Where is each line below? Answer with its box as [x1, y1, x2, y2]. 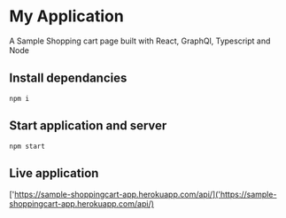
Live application [9, 166, 99, 181]
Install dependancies [9, 71, 128, 86]
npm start [9, 142, 46, 151]
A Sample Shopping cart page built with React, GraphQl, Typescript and [9, 35, 271, 46]
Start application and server [9, 118, 167, 134]
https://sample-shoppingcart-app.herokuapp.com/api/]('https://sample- [14, 189, 277, 200]
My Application [9, 6, 124, 27]
